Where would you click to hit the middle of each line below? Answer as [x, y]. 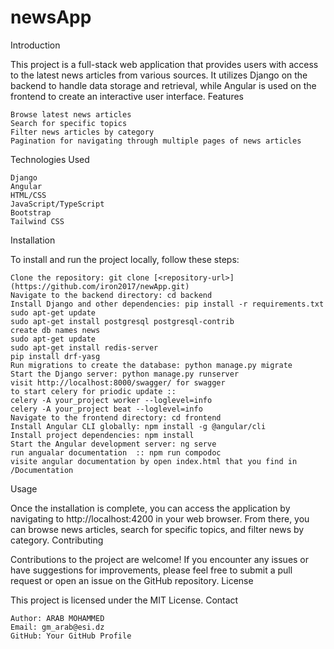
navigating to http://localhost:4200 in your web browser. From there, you [160, 518]
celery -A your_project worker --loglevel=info [111, 400]
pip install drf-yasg [55, 356]
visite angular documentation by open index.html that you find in [154, 461]
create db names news [55, 330]
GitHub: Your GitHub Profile [71, 636]
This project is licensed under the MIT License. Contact [124, 600]
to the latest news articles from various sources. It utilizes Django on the [159, 75]
